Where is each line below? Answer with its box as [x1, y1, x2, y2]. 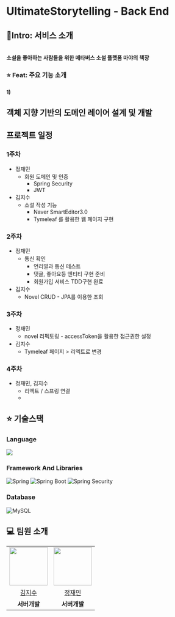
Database [6, 493, 35, 501]
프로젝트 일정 [6, 130, 53, 141]
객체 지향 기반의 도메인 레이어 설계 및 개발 [6, 107, 152, 118]
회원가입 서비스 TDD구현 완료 [33, 277, 104, 285]
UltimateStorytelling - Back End [6, 4, 170, 18]
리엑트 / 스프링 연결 [24, 387, 71, 395]
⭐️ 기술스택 [6, 413, 44, 424]
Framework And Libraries [6, 464, 84, 473]
